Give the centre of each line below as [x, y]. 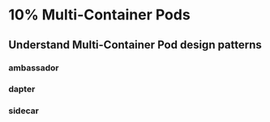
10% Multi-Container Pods [99, 15]
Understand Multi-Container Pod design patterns [135, 45]
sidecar [24, 111]
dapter [22, 89]
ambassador [34, 68]
